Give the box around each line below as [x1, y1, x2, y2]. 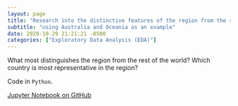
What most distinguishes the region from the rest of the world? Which [7, 56, 211, 64]
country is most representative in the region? [7, 64, 138, 72]
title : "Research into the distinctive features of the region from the [7, 17, 227, 24]
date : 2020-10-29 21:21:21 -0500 [7, 30, 106, 37]
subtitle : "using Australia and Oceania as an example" [7, 23, 176, 30]
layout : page [7, 10, 46, 18]
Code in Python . [7, 77, 53, 86]
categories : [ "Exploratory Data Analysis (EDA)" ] [7, 37, 157, 44]
